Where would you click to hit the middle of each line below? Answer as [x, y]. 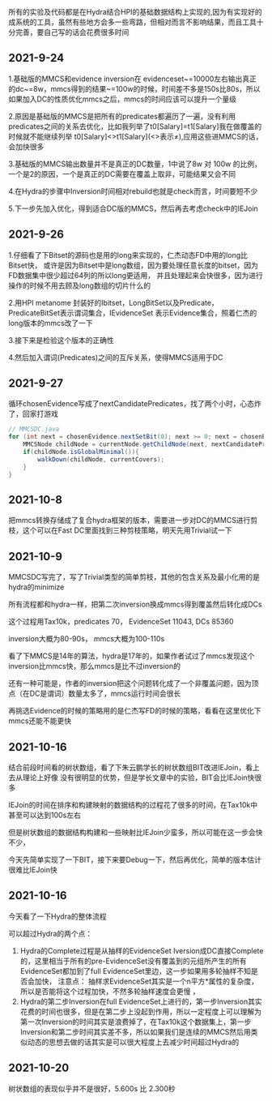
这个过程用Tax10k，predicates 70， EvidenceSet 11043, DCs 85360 [121, 622]
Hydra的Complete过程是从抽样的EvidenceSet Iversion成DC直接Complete [142, 950]
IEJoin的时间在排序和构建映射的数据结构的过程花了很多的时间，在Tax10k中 [133, 805]
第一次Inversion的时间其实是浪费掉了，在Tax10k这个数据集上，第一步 [136, 1022]
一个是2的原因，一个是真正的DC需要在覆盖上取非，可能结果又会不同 [122, 174]
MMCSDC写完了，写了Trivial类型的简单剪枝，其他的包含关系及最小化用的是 [134, 577]
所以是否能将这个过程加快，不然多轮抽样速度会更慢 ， [110, 991]
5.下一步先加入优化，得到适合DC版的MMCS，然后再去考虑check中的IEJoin [134, 208]
